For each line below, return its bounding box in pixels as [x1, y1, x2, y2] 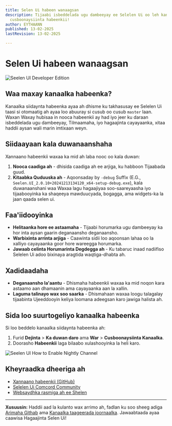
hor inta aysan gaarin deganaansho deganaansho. [12, 230, 119, 236]
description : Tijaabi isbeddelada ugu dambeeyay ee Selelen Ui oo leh [5, 12, 159, 17]
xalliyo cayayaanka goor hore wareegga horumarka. [12, 241, 123, 247]
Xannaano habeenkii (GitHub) [12, 378, 75, 385]
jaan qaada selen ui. [12, 196, 55, 202]
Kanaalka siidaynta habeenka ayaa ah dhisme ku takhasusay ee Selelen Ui [5, 103, 162, 109]
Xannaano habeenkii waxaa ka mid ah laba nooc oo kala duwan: [5, 153, 140, 159]
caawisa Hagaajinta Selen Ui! [5, 415, 67, 421]
